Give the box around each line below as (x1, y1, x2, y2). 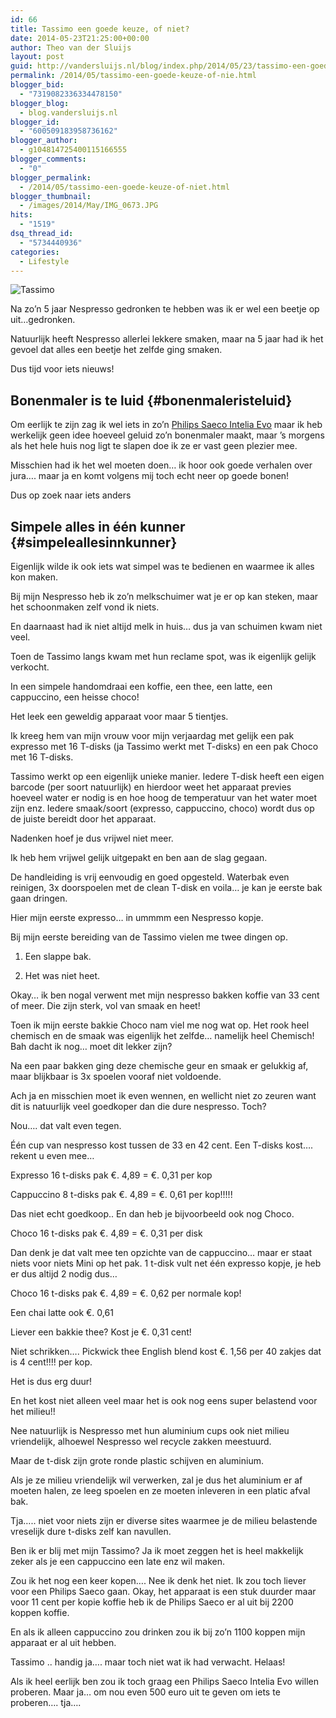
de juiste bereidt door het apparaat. (10, 813, 157, 825)
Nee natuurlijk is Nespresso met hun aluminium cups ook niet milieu (10, 1425, 290, 1436)
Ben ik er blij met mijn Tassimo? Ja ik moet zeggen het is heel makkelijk (10, 1545, 304, 1556)
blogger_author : (10, 136, 78, 146)
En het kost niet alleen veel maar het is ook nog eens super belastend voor (10, 1395, 318, 1406)
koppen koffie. (10, 1607, 70, 1618)
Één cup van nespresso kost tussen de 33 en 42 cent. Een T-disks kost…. (10, 1139, 314, 1151)
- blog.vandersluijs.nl (19, 107, 118, 118)
